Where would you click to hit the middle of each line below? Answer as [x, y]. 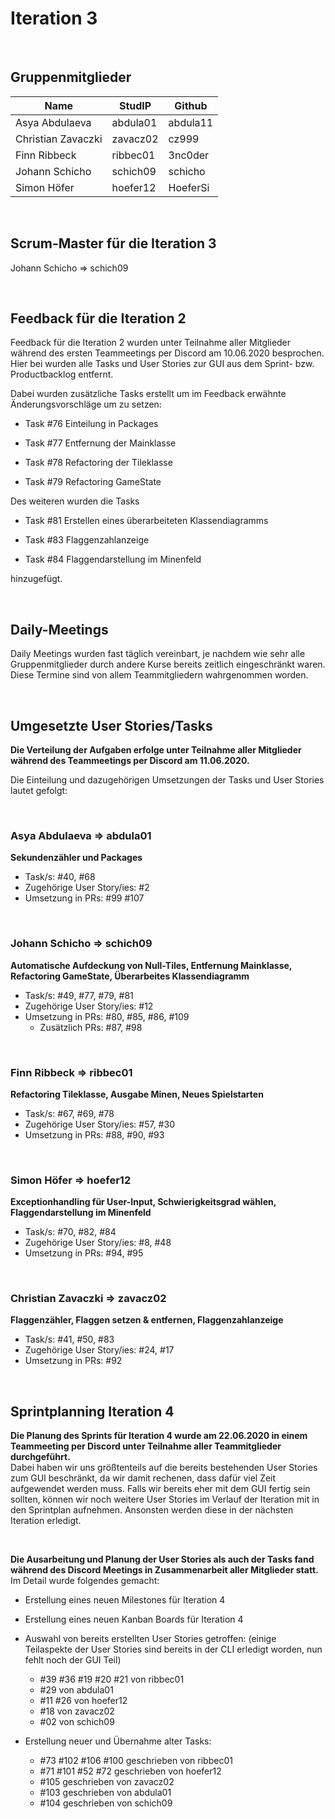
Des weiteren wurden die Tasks [75, 501]
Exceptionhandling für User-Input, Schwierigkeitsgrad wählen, [143, 1202]
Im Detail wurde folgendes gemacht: [85, 1581]
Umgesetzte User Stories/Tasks [111, 725]
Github [191, 105]
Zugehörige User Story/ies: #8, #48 [98, 1243]
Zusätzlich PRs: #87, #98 [91, 1027]
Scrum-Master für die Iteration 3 [113, 243]
